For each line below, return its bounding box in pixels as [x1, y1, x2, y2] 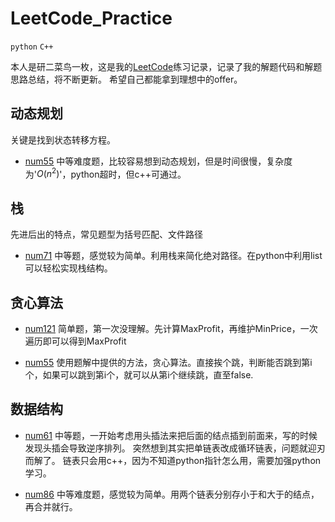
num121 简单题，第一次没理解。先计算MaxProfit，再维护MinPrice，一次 [24, 323, 318, 335]
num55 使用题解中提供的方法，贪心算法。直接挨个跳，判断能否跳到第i [24, 357, 313, 369]
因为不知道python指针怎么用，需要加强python [131, 454, 322, 466]
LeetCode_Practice [10, 7, 173, 30]
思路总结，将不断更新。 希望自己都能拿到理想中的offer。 [10, 73, 243, 85]
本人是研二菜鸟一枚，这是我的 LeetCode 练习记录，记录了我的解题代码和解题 [10, 60, 323, 72]
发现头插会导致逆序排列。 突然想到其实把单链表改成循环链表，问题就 [24, 442, 308, 454]
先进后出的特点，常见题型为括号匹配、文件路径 [10, 228, 203, 241]
